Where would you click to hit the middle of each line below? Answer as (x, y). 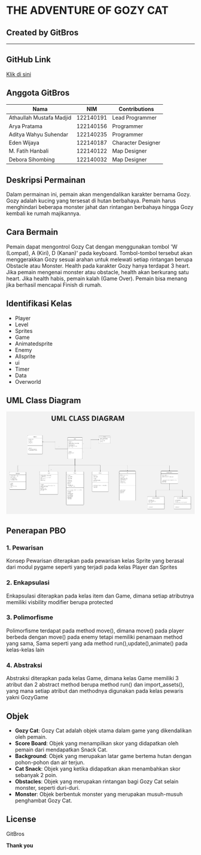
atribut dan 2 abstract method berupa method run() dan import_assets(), (95, 685)
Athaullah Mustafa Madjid (40, 118)
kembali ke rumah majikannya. (43, 213)
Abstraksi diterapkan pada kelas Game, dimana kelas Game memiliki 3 (92, 678)
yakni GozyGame (27, 698)
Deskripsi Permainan (46, 180)
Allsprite (25, 356)
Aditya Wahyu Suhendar (39, 134)
